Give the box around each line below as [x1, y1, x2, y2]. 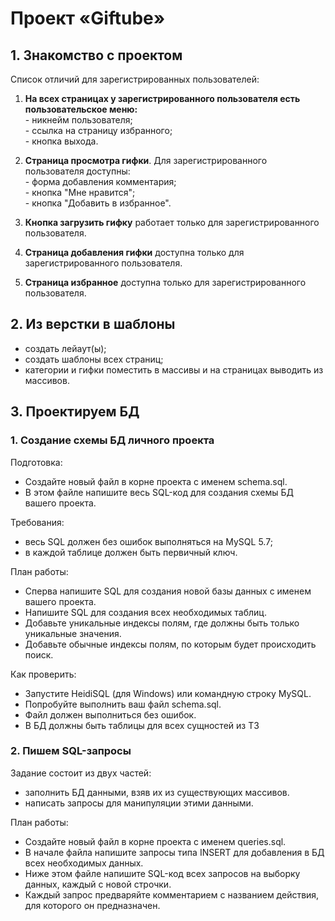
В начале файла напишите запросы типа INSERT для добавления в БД [24, 846, 325, 858]
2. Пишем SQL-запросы [10, 744, 132, 758]
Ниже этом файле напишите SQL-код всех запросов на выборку [24, 867, 301, 879]
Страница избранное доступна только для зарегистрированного [24, 277, 307, 288]
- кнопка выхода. [24, 135, 99, 147]
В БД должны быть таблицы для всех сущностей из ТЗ [24, 719, 260, 731]
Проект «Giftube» [10, 7, 166, 30]
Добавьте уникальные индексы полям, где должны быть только [24, 617, 300, 629]
